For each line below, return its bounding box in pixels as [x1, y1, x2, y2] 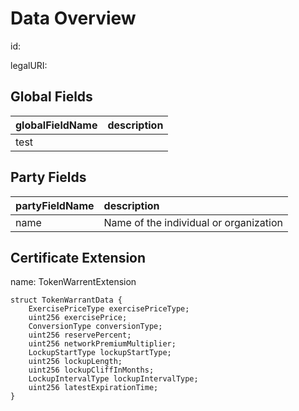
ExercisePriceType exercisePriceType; [28, 304, 190, 314]
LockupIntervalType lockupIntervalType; [28, 374, 199, 384]
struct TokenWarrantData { [10, 295, 123, 306]
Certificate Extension [10, 249, 147, 266]
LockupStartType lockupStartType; [28, 348, 172, 358]
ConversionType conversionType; [28, 322, 163, 332]
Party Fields [10, 169, 87, 186]
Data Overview [10, 7, 137, 30]
